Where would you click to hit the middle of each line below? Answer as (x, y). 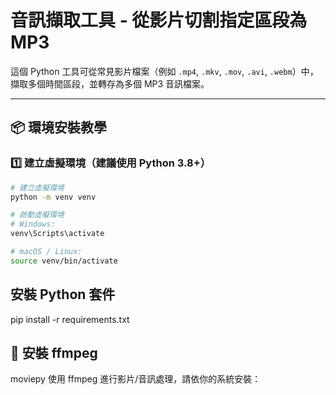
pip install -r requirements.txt (70, 319)
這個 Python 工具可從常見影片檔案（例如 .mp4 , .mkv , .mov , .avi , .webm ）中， (164, 71)
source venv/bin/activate (64, 261)
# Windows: (33, 224)
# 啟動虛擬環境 (37, 215)
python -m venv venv (53, 197)
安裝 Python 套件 (63, 294)
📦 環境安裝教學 (59, 127)
